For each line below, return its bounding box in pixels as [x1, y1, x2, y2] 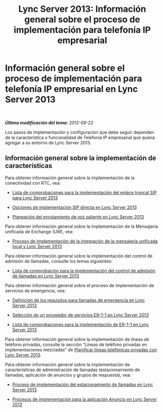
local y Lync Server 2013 [12, 243, 62, 249]
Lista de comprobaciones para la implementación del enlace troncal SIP [12, 190, 157, 195]
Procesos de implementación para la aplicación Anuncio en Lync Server [12, 396, 158, 402]
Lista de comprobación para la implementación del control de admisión [12, 267, 156, 274]
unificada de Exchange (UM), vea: [5, 228, 74, 234]
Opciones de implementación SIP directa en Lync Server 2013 [12, 204, 137, 210]
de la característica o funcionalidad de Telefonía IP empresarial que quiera [5, 134, 155, 140]
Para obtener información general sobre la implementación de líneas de [5, 336, 149, 342]
